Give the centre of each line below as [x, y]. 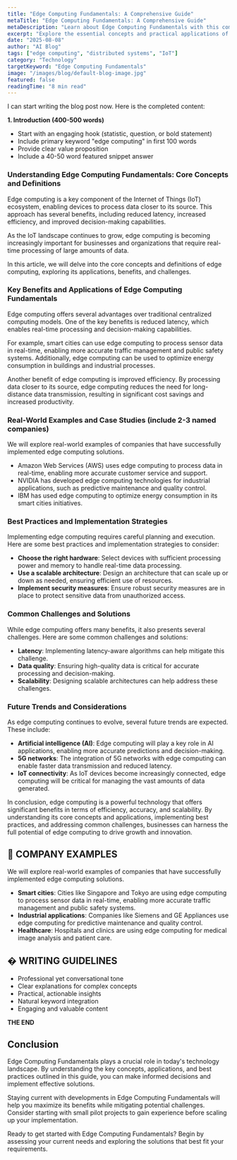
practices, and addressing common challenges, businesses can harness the [118, 825]
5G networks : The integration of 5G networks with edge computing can [122, 759]
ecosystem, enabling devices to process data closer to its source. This [110, 207]
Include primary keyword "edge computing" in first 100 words [107, 142]
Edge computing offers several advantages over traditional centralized [109, 314]
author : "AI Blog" [34, 47]
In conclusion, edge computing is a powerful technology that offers [105, 802]
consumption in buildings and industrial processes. [81, 365]
